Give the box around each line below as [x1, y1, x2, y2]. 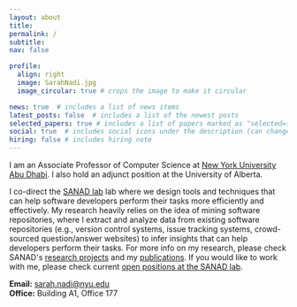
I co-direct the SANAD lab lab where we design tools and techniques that [9, 187, 276, 196]
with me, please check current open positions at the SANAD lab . [9, 262, 243, 272]
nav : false [9, 46, 49, 55]
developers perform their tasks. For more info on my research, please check [9, 242, 287, 253]
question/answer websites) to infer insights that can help [41, 234, 248, 243]
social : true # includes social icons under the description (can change [9, 127, 291, 136]
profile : [9, 62, 42, 71]
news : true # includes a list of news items [9, 103, 179, 111]
